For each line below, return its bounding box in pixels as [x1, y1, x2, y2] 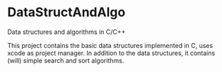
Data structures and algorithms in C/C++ [7, 28, 126, 36]
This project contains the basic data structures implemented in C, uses [7, 41, 214, 49]
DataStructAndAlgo [7, 4, 126, 20]
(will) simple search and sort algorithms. [7, 56, 124, 64]
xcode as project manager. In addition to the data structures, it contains [7, 49, 216, 57]
